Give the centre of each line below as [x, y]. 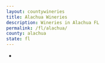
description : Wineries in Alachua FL [53, 22]
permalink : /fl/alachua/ [37, 28]
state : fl [18, 39]
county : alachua [26, 34]
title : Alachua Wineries [37, 17]
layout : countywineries [36, 11]
